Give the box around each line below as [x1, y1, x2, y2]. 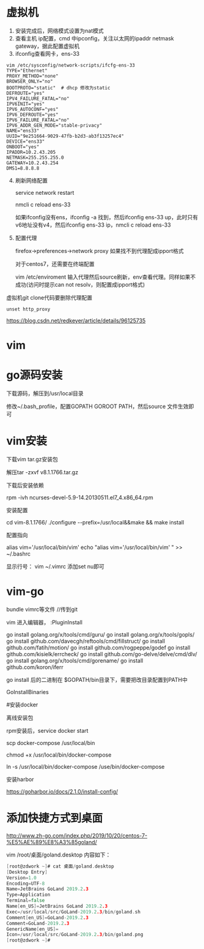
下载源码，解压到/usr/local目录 [6, 390, 84, 397]
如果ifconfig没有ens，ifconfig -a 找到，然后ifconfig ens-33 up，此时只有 [15, 213, 199, 221]
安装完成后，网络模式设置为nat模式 [15, 27, 104, 34]
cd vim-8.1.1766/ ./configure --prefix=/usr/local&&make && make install [6, 519, 184, 526]
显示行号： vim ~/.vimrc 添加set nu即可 [6, 563, 105, 570]
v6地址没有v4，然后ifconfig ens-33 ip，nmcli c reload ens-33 [15, 221, 171, 229]
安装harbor [6, 776, 34, 783]
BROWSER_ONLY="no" [6, 78, 53, 85]
